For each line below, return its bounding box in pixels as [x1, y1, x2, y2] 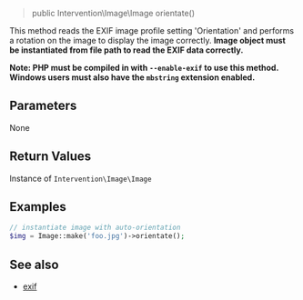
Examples [9, 199, 66, 215]
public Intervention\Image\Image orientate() [31, 8, 196, 18]
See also [9, 256, 59, 272]
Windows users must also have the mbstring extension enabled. [9, 72, 256, 83]
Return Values [9, 149, 92, 165]
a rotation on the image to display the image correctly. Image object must [9, 35, 287, 45]
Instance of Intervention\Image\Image [9, 173, 152, 184]
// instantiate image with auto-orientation [9, 223, 181, 233]
